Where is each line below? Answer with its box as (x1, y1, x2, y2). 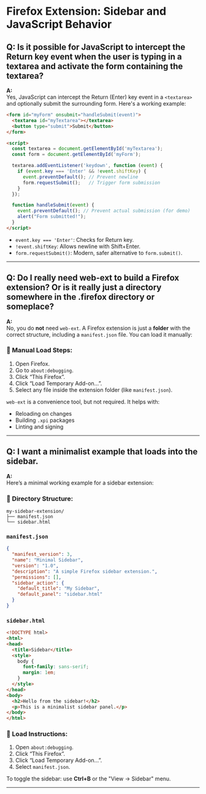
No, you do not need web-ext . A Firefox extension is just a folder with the (6, 324, 191, 332)
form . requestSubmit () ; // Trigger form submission (22, 179, 161, 185)
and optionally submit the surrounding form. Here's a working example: (6, 100, 186, 107)
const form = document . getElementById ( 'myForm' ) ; (12, 152, 141, 158)
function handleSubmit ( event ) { (12, 202, 95, 208)
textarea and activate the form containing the (6, 61, 183, 71)
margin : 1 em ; (22, 669, 56, 676)
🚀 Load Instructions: (6, 730, 68, 738)
